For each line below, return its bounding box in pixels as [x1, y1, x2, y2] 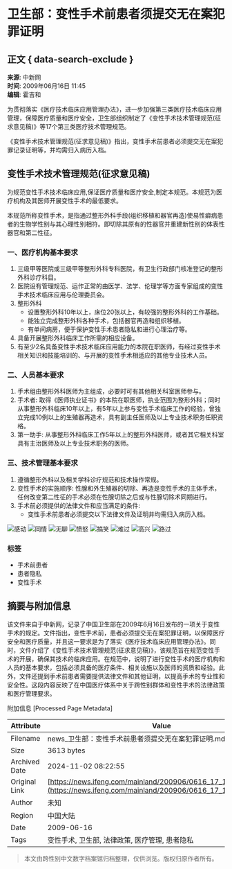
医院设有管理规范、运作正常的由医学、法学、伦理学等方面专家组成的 [17, 282, 211, 290]
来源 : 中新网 [7, 73, 41, 81]
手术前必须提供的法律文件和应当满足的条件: [17, 501, 140, 509]
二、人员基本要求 [7, 370, 64, 380]
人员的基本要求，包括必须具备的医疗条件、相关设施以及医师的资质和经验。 [7, 663, 219, 671]
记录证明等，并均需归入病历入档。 [12, 146, 110, 154]
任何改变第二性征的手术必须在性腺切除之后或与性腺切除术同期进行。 [17, 493, 211, 501]
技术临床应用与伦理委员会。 [29, 290, 108, 299]
